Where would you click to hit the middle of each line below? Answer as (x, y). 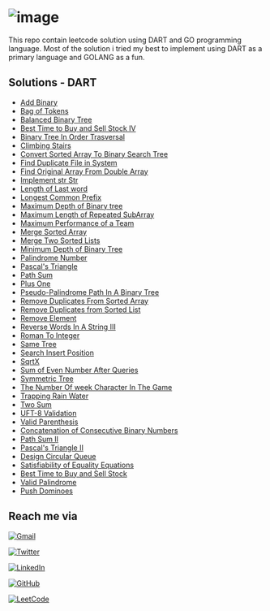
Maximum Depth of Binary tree (71, 206)
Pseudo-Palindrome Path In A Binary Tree (90, 292)
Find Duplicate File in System (69, 162)
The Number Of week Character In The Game (96, 387)
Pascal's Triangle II (51, 448)
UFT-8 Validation (48, 413)
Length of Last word (54, 188)
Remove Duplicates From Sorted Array (84, 301)
